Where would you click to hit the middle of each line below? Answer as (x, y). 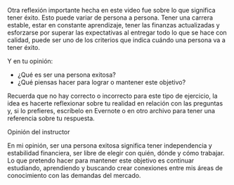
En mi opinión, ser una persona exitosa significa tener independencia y (110, 146)
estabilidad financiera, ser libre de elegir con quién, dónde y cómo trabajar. (116, 153)
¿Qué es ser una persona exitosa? (66, 75)
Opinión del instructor (39, 132)
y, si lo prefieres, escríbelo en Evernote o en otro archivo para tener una (111, 111)
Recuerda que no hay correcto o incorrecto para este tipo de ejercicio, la (112, 96)
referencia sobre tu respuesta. (51, 118)
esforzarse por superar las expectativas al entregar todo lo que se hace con (117, 32)
